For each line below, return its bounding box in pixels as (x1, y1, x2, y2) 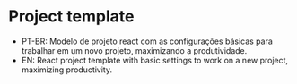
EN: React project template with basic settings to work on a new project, (21, 55, 289, 65)
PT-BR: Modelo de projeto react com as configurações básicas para (21, 36, 273, 46)
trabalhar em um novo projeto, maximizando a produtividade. (21, 45, 248, 55)
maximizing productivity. (21, 64, 113, 75)
